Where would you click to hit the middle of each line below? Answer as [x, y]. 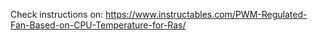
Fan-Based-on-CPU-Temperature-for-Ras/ [98, 25]
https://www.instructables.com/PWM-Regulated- [206, 14]
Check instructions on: [57, 14]
